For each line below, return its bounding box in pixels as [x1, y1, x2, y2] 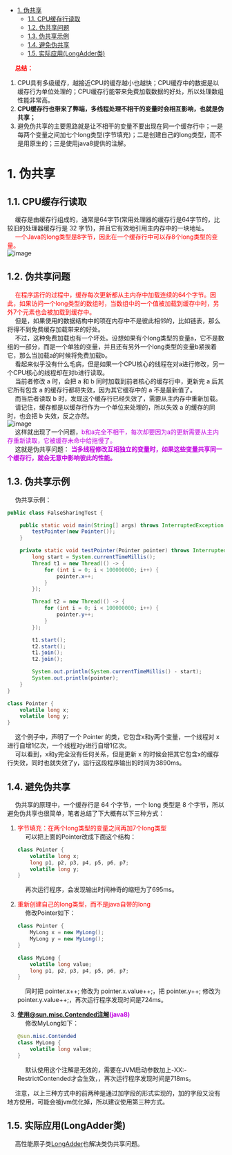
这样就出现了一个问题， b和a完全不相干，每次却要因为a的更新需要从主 [14, 428, 213, 436]
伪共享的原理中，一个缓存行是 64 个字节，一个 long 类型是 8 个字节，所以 [14, 800, 224, 808]
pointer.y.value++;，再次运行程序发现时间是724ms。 [17, 996, 167, 1004]
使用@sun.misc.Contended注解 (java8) [17, 1010, 130, 1019]
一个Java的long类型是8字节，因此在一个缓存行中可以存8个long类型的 [14, 233, 212, 241]
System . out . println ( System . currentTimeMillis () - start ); [32, 669, 202, 675]
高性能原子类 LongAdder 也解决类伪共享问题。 [14, 1139, 144, 1147]
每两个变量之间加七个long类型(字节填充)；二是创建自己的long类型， [17, 131, 211, 138]
